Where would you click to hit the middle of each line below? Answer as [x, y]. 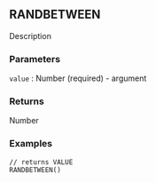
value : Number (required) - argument [78, 78]
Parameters [35, 59]
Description [30, 36]
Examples [31, 144]
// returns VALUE [41, 162]
